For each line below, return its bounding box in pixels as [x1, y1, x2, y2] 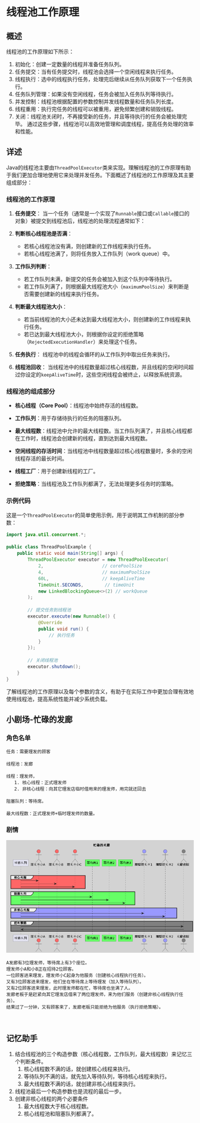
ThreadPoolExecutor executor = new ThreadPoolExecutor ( [27, 557, 169, 563]
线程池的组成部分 [6, 387, 55, 396]
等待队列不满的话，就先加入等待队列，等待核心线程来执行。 [23, 1072, 170, 1080]
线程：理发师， [6, 773, 37, 779]
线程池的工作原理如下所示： [6, 48, 74, 55]
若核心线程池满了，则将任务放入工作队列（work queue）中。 [23, 250, 173, 257]
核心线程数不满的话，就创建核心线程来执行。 [23, 1065, 134, 1072]
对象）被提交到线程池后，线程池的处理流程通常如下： [14, 217, 146, 224]
